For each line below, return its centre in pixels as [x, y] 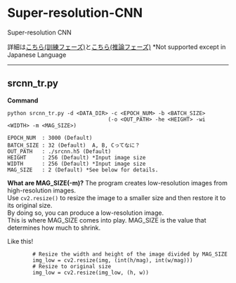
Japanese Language [37, 55]
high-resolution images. [41, 190]
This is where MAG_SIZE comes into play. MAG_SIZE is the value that [107, 220]
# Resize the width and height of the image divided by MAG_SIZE [130, 254]
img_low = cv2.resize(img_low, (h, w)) [91, 272]
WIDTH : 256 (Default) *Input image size [77, 164]
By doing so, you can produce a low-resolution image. [85, 213]
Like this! [20, 241]
